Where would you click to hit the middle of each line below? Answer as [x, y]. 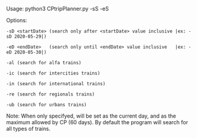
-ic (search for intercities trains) [53, 73]
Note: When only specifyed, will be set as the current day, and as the [91, 116]
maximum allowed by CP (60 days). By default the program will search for [97, 122]
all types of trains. [28, 129]
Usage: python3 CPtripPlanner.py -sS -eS [57, 9]
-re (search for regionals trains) [51, 94]
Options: [17, 20]
